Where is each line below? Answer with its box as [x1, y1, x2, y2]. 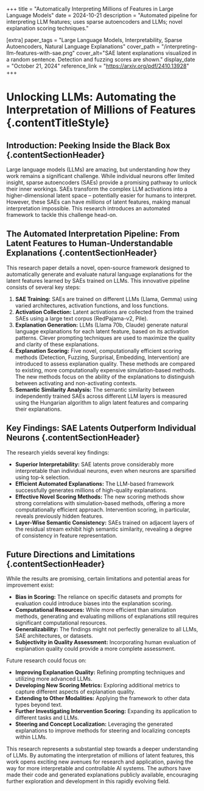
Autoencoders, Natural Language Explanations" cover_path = [6, 43, 160, 50]
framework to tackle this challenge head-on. [6, 211, 118, 218]
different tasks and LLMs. [15, 714, 79, 722]
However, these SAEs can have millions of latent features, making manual [6, 198, 191, 205]
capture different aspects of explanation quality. [15, 688, 136, 695]
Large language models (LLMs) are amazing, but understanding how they [6, 166, 191, 173]
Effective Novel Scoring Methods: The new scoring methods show [15, 493, 185, 500]
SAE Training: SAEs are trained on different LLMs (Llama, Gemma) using [15, 295, 198, 302]
